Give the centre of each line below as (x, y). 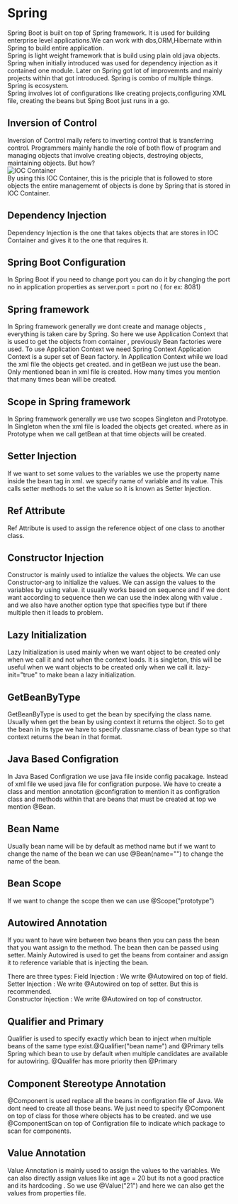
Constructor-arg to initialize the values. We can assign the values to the (112, 582)
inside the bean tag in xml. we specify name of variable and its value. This (115, 480)
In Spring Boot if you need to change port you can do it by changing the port (119, 279)
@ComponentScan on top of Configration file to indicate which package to (116, 1123)
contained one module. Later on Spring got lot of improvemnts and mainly (115, 70)
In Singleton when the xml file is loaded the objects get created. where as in (118, 426)
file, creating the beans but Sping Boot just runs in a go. (89, 100)
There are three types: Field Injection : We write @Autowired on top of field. (118, 977)
